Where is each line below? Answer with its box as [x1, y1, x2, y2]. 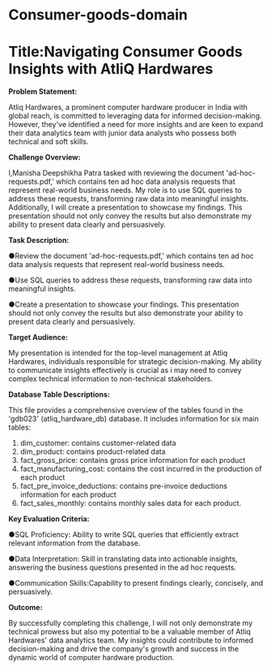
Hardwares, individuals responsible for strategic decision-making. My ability [8, 357, 262, 367]
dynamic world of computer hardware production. [8, 653, 175, 663]
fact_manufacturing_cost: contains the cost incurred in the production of [19, 464, 262, 474]
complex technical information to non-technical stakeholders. [8, 374, 213, 384]
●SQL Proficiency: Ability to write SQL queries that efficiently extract [8, 530, 239, 540]
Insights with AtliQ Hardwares [8, 60, 214, 78]
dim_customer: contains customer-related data [19, 439, 176, 448]
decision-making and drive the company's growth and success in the [8, 644, 239, 654]
